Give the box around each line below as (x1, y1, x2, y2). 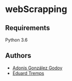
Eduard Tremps (12, 70, 44, 76)
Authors (5, 51, 31, 60)
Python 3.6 (5, 37, 28, 43)
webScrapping (5, 4, 67, 15)
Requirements (5, 24, 50, 32)
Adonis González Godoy (12, 64, 62, 71)
